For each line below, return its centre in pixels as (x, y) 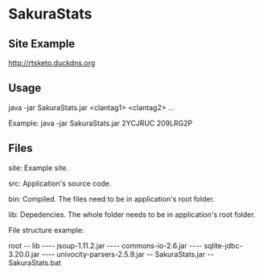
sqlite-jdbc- (223, 245)
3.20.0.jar (24, 254)
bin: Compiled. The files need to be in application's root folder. (112, 198)
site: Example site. (39, 168)
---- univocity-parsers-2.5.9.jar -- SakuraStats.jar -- (128, 254)
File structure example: (46, 230)
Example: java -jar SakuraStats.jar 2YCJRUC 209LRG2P (101, 123)
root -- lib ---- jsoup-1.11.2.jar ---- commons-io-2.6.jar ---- (105, 245)
